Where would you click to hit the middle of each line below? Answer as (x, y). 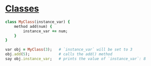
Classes (22, 9)
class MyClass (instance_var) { (38, 22)
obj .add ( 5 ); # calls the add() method (59, 54)
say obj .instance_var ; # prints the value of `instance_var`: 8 (75, 59)
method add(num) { (33, 26)
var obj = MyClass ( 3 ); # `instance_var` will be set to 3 (69, 50)
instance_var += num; (46, 31)
